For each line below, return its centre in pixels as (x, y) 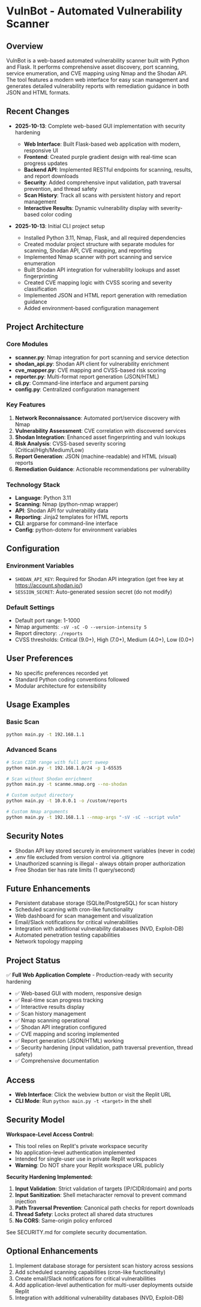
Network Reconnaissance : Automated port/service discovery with (97, 418)
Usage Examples (38, 705)
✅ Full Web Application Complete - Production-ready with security (90, 975)
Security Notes (35, 836)
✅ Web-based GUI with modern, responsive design (78, 993)
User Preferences (40, 658)
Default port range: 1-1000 (47, 621)
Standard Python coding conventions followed (72, 679)
